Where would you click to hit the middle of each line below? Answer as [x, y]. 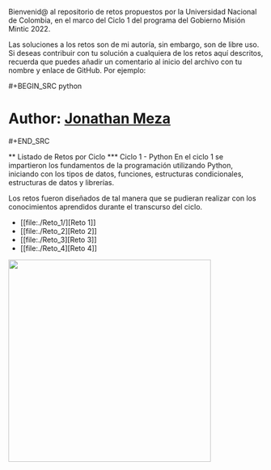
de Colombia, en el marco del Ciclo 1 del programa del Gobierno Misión [127, 20]
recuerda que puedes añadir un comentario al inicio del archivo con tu [125, 61]
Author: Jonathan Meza [90, 119]
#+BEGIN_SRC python [45, 86]
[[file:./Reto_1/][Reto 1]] [58, 222]
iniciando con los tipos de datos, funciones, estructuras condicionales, [126, 174]
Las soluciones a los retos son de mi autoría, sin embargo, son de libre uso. [134, 44]
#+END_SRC [29, 141]
